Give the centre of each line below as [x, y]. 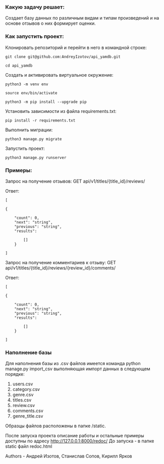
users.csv [23, 384]
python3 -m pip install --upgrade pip [46, 102]
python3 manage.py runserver [36, 157]
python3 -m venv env [27, 84]
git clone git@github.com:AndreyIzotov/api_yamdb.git [63, 56]
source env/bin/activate [31, 93]
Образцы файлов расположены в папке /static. [56, 426]
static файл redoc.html [29, 446]
